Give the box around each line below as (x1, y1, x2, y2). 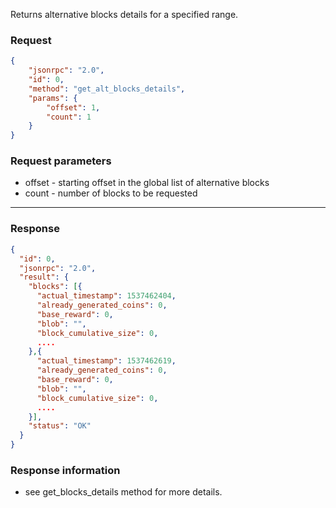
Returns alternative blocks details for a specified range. (10, 9, 239, 20)
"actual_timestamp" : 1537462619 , (36, 356, 177, 366)
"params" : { (28, 93, 78, 103)
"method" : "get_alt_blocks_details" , (28, 84, 186, 94)
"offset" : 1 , (46, 102, 101, 113)
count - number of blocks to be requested (24, 187, 198, 199)
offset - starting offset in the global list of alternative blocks (24, 177, 270, 189)
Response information (10, 463, 121, 477)
